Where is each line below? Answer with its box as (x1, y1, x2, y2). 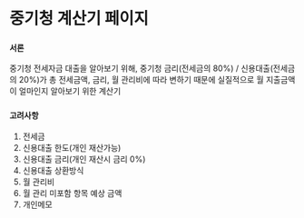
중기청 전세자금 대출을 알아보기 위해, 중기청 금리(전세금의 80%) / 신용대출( (9, 63, 274, 74)
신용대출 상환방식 (22, 164, 84, 175)
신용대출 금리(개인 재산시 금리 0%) (22, 154, 146, 164)
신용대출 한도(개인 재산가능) (22, 142, 122, 153)
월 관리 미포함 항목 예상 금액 (22, 187, 123, 198)
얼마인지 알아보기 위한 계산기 (18, 85, 122, 96)
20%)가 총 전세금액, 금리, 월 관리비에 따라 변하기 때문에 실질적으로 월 (18, 74, 265, 85)
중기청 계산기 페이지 (9, 8, 150, 29)
